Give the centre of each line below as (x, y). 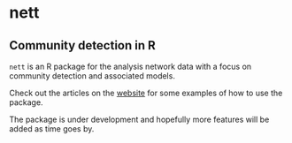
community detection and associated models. (92, 76)
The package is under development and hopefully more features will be (139, 119)
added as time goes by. (52, 129)
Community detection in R (83, 45)
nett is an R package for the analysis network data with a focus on (131, 66)
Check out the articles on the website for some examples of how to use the (146, 93)
